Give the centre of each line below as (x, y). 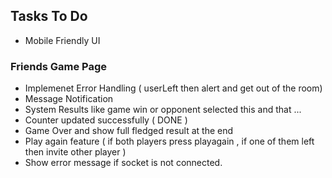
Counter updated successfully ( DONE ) (106, 120)
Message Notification (69, 99)
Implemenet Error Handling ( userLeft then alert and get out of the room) (173, 88)
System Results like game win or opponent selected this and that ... (163, 110)
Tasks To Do (49, 16)
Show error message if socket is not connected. (123, 163)
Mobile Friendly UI (62, 40)
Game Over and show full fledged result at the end (129, 131)
